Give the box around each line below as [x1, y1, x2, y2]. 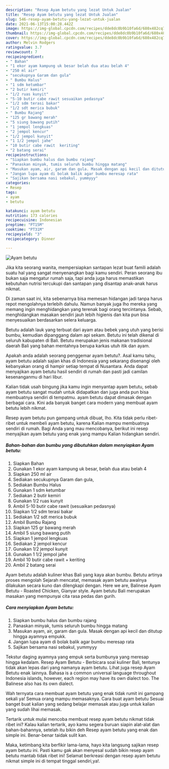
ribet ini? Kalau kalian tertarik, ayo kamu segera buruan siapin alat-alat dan [6, 721, 160, 727]
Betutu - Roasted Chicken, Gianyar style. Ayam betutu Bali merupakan [6, 587, 150, 594]
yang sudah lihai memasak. [6, 706, 62, 712]
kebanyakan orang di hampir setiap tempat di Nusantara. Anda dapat [6, 363, 148, 369]
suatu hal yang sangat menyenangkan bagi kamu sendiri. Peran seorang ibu [6, 270, 162, 276]
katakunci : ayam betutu [6, 208, 56, 213]
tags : [6, 190, 17, 195]
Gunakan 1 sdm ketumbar [13, 487, 66, 493]
